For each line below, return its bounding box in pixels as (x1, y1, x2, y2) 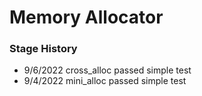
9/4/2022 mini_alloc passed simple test (23, 75, 187, 87)
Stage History (9, 42, 78, 56)
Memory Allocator (9, 6, 164, 29)
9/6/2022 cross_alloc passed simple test (23, 64, 192, 76)
